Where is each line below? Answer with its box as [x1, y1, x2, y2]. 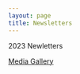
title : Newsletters [8, 19, 73, 27]
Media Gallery [8, 56, 54, 66]
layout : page [8, 11, 51, 20]
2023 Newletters [8, 41, 63, 50]
